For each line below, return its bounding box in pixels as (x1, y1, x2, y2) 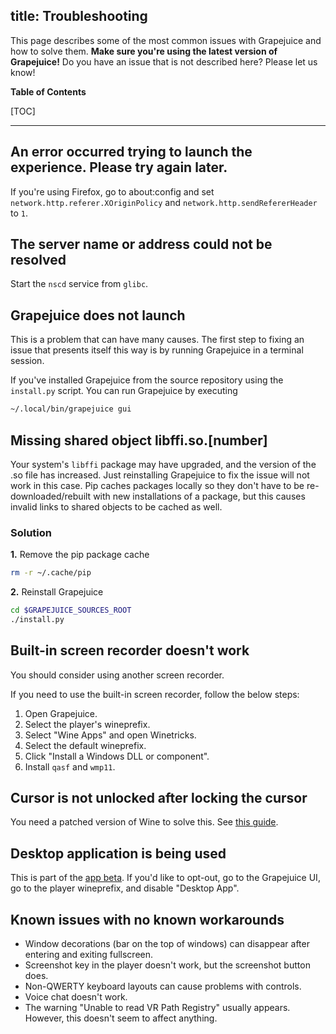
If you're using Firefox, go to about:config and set (10, 185, 215, 198)
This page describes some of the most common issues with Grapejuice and (10, 34, 322, 46)
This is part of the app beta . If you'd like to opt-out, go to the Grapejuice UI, (10, 872, 321, 884)
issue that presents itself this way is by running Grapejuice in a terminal (10, 344, 304, 356)
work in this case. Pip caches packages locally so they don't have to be (10, 479, 305, 491)
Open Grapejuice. (24, 707, 98, 719)
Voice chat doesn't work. (24, 991, 128, 1003)
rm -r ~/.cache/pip (10, 568, 92, 578)
